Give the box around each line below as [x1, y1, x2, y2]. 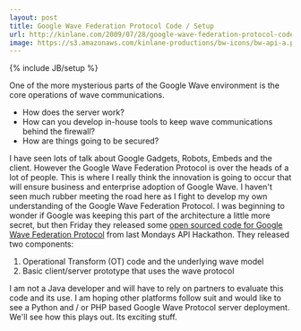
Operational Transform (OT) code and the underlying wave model [21, 257, 264, 267]
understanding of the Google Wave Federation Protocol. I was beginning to [9, 201, 285, 212]
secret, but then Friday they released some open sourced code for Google [9, 220, 284, 231]
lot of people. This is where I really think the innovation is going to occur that [9, 172, 292, 183]
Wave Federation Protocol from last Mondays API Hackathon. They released [9, 230, 289, 240]
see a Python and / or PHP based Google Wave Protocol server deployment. [9, 302, 290, 313]
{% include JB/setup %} [9, 63, 99, 74]
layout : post [9, 13, 58, 22]
